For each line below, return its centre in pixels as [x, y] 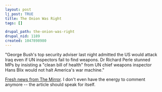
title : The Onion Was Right [33, 18]
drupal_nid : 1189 [23, 36]
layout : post [18, 9]
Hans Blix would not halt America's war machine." [55, 70]
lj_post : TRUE [19, 14]
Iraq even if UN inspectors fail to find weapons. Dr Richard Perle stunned [78, 60]
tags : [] [14, 23]
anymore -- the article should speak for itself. [50, 84]
